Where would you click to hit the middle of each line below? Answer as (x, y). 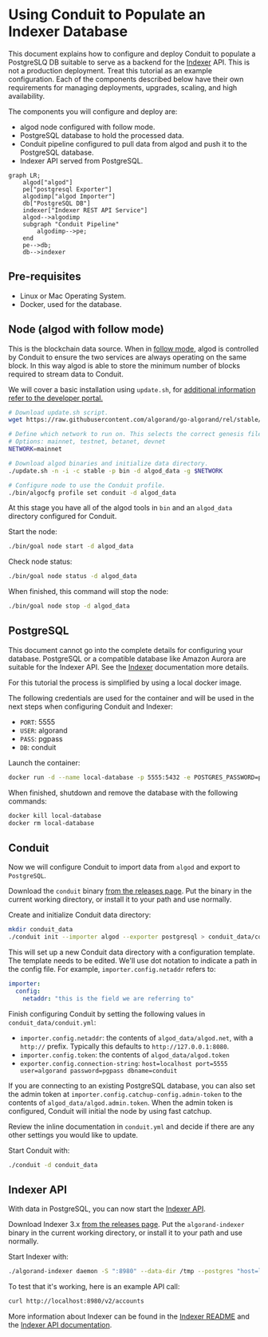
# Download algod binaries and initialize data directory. (108, 463)
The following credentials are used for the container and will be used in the (131, 698)
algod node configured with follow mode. (87, 127)
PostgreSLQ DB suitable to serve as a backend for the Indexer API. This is (129, 62)
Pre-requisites (45, 277)
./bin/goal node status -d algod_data (73, 576)
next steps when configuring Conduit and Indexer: (91, 706)
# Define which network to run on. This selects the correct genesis (126, 435)
